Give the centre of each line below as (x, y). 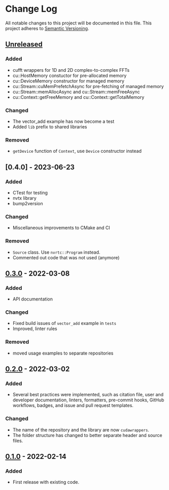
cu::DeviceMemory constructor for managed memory (68, 81)
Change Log (31, 9)
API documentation (33, 299)
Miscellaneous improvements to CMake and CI (61, 228)
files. (18, 441)
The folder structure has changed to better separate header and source (87, 435)
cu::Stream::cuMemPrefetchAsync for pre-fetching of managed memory (88, 86)
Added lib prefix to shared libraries (50, 127)
